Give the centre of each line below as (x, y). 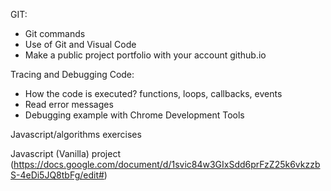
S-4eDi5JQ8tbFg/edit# (57, 175)
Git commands (55, 33)
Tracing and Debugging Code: (72, 74)
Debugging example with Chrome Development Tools (134, 115)
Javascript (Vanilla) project (65, 153)
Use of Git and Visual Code (80, 44)
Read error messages (69, 104)
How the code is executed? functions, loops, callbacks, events (153, 93)
